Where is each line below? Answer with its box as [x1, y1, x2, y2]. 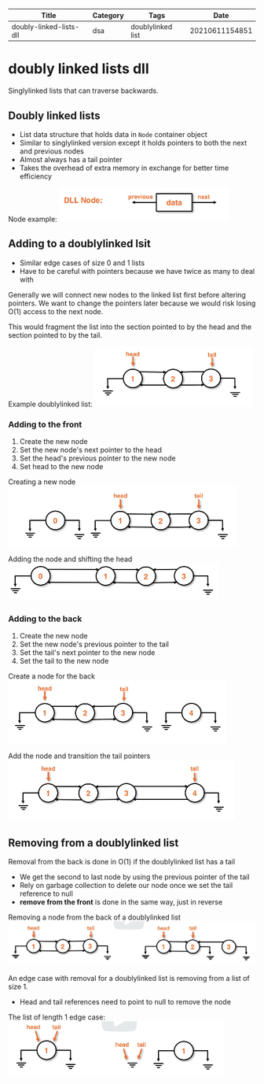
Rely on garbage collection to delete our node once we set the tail [19, 881, 233, 890]
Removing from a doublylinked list [8, 836, 179, 849]
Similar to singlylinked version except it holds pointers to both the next [19, 139, 247, 147]
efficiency [19, 172, 53, 181]
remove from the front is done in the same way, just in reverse [19, 897, 223, 907]
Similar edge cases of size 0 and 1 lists [19, 257, 145, 268]
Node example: [8, 214, 57, 224]
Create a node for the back [8, 671, 96, 681]
